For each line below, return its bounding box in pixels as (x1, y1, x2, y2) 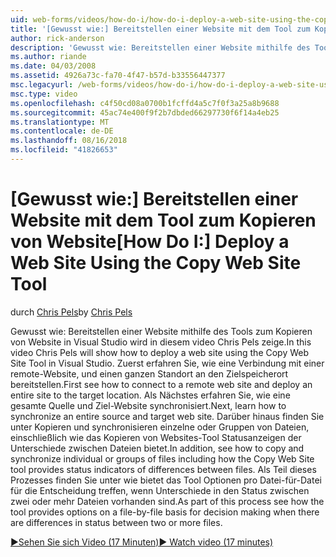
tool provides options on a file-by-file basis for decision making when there (10, 506, 320, 518)
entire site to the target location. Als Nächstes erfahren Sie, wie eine (10, 389, 291, 401)
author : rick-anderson (10, 33, 105, 43)
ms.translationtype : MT (10, 117, 110, 127)
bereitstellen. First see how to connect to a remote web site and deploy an (10, 378, 313, 390)
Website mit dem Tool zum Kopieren (10, 209, 317, 232)
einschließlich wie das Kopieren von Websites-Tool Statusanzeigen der (10, 431, 302, 443)
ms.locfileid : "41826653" (10, 145, 118, 155)
